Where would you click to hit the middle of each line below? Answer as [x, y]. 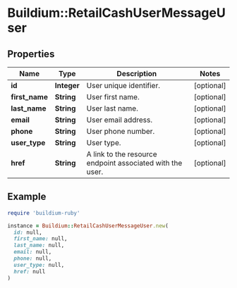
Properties [31, 54]
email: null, [33, 252]
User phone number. [121, 131]
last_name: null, [39, 245]
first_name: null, [41, 239]
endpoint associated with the [134, 163]
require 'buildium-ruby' [44, 213]
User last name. [113, 108]
